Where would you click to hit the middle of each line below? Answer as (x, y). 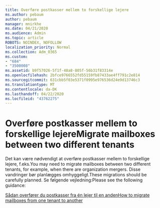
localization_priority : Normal (38, 47)
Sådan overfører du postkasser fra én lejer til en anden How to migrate (77, 195)
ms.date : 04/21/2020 (27, 29)
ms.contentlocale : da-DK (31, 89)
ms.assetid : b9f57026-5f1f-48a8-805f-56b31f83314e (59, 71)
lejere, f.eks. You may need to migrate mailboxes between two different (78, 164)
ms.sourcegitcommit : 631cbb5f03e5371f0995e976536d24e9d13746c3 (73, 80)
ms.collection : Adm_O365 (31, 52)
